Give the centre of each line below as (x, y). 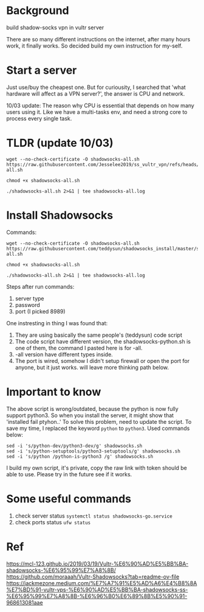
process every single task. (39, 118)
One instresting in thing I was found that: (57, 323)
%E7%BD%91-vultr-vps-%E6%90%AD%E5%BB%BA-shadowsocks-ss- (97, 589)
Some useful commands (69, 498)
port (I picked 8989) (40, 311)
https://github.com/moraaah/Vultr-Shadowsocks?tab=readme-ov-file (93, 577)
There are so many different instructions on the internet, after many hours (98, 39)
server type (29, 298)
